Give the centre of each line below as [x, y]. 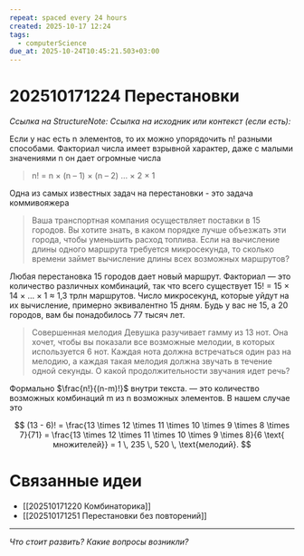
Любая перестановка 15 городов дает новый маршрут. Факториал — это [150, 276]
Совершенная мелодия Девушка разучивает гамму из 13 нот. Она [160, 332]
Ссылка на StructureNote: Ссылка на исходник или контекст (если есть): [150, 121]
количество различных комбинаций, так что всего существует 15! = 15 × [149, 286]
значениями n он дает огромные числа [85, 158]
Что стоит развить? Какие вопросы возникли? [99, 542]
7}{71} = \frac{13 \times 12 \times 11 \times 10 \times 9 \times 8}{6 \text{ [152, 435]
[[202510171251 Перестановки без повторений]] [114, 516]
